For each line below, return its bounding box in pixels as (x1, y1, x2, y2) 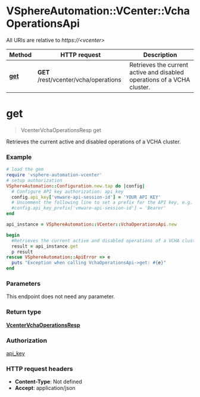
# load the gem (6, 167, 44, 173)
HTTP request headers (6, 364, 73, 373)
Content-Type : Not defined (14, 378, 82, 385)
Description (143, 51, 177, 59)
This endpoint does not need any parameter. (6, 293, 115, 300)
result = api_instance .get (11, 243, 79, 249)
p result (11, 249, 33, 255)
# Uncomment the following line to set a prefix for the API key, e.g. (11, 199, 193, 206)
